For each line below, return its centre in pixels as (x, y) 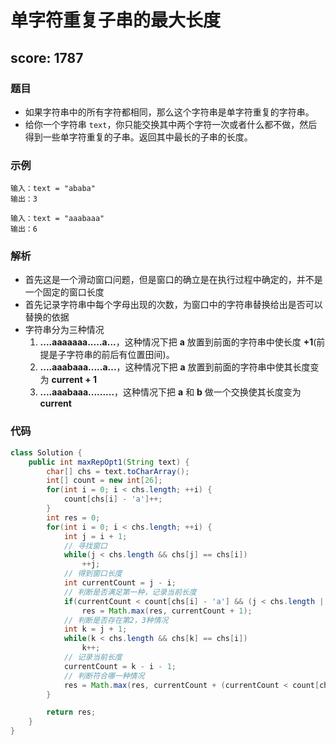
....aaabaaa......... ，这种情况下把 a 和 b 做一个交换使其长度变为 (170, 392)
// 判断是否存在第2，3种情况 (116, 620)
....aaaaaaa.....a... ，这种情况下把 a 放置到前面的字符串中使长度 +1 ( (178, 342)
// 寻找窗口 (85, 546)
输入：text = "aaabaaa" (57, 219)
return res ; (71, 712)
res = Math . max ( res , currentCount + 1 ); (167, 611)
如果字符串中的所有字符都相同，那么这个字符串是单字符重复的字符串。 (169, 112)
